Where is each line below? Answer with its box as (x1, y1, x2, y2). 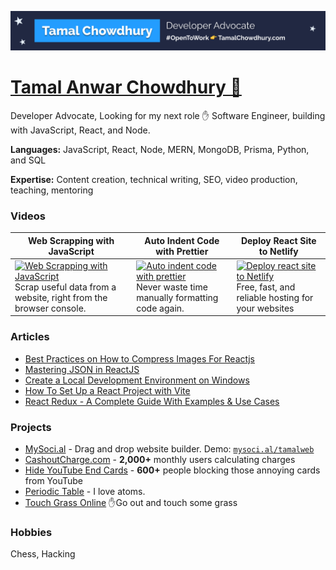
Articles (10, 330, 50, 344)
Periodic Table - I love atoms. (24, 486, 146, 498)
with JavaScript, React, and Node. (10, 124, 151, 136)
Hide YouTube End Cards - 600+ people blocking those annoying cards (24, 464, 321, 476)
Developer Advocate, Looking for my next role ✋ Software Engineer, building (10, 109, 326, 121)
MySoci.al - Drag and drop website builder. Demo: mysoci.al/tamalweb (24, 443, 315, 455)
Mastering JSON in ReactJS (24, 363, 140, 375)
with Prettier (155, 245, 209, 257)
